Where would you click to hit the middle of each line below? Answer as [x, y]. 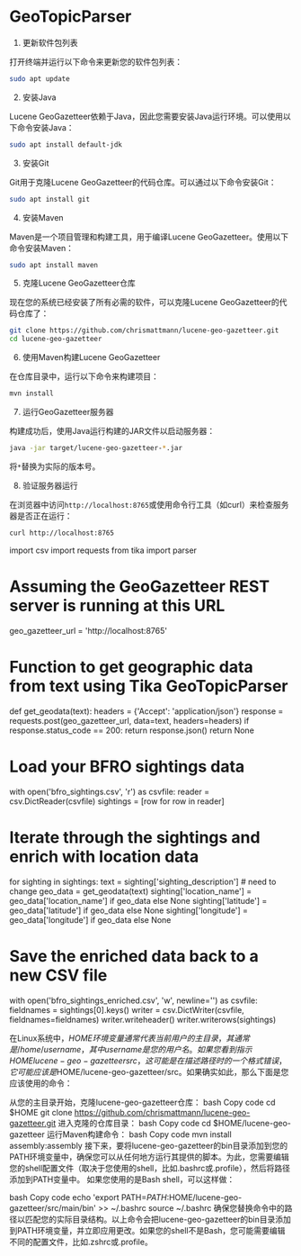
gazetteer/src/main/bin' [53, 1207]
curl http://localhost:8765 [62, 533]
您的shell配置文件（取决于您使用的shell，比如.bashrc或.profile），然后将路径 [150, 1168]
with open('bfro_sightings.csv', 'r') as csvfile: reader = [109, 791]
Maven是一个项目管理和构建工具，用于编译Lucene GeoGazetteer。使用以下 [149, 237]
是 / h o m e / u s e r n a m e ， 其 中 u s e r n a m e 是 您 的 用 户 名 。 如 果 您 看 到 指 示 [131, 1049]
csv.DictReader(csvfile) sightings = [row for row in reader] [117, 801]
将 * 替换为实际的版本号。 [55, 466]
